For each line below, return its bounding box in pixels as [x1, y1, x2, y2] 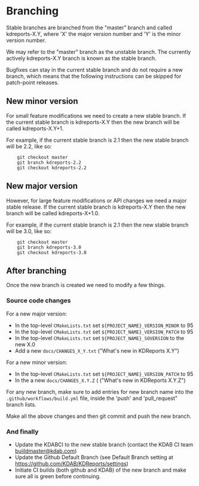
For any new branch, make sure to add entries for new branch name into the [6, 388, 194, 395]
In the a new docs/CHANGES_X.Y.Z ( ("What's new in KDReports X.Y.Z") [14, 377, 186, 384]
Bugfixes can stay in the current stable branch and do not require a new [6, 66, 183, 73]
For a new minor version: [6, 359, 68, 366]
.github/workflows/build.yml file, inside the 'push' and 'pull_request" [6, 395, 178, 402]
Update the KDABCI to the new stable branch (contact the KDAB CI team [14, 441, 194, 448]
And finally [6, 427, 39, 436]
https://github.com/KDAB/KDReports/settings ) [14, 460, 128, 467]
